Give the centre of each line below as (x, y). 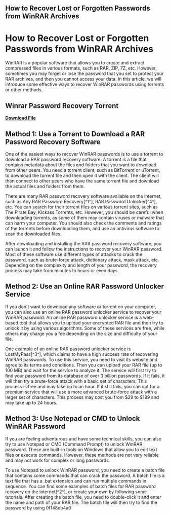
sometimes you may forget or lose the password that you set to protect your (84, 73)
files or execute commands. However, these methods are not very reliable (82, 455)
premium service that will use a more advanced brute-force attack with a (81, 392)
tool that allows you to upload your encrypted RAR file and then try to (91, 323)
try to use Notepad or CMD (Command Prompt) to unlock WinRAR (74, 444)
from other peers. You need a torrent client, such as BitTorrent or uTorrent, (83, 170)
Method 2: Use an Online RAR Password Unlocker (85, 287)
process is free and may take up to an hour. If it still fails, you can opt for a (82, 386)
